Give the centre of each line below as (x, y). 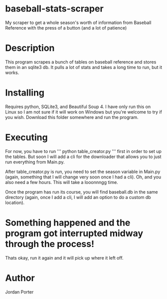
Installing (25, 93)
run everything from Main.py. (35, 162)
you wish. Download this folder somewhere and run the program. (72, 117)
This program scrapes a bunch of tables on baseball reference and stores (81, 62)
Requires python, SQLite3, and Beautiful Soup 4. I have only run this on (78, 106)
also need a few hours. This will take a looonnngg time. (62, 182)
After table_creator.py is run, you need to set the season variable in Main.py (83, 171)
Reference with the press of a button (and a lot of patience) (66, 27)
